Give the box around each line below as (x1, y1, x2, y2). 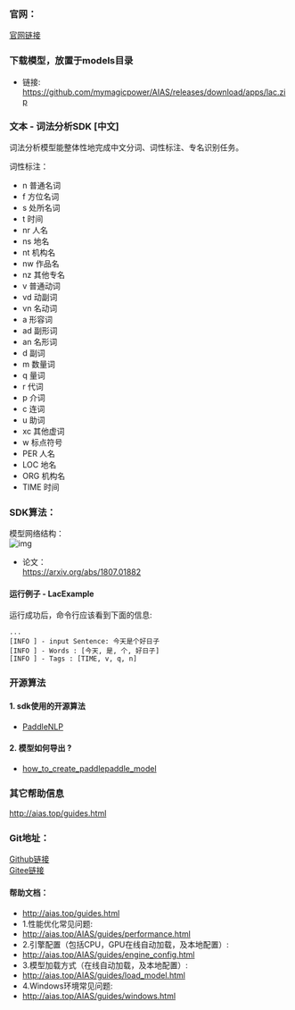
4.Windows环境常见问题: (21, 981, 113, 991)
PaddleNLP (21, 721, 64, 732)
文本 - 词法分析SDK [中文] (9, 120, 119, 132)
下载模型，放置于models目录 (9, 55, 134, 67)
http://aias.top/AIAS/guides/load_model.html (21, 970, 185, 981)
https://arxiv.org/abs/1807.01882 (21, 567, 142, 577)
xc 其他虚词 (21, 425, 65, 436)
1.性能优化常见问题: (21, 918, 94, 929)
